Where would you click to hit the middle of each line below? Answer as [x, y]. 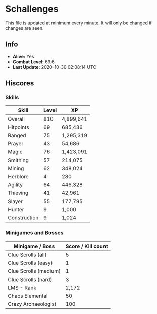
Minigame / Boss [34, 246]
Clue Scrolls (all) [27, 255]
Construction [23, 218]
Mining [16, 169]
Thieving [18, 193]
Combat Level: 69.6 [33, 62]
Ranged [17, 136]
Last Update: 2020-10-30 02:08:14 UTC [55, 67]
